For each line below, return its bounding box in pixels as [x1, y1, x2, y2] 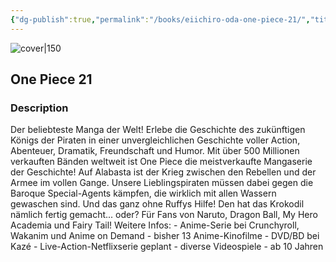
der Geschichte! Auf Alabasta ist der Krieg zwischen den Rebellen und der [10, 166, 317, 178]
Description [10, 101, 69, 115]
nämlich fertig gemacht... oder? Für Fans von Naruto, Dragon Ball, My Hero [10, 209, 318, 221]
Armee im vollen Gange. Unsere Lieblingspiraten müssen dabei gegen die [10, 177, 314, 189]
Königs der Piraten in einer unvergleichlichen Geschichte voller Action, [10, 134, 301, 146]
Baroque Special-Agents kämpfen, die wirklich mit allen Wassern [10, 187, 277, 200]
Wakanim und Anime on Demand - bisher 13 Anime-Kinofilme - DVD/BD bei [10, 230, 320, 242]
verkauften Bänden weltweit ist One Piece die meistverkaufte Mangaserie [10, 156, 313, 168]
